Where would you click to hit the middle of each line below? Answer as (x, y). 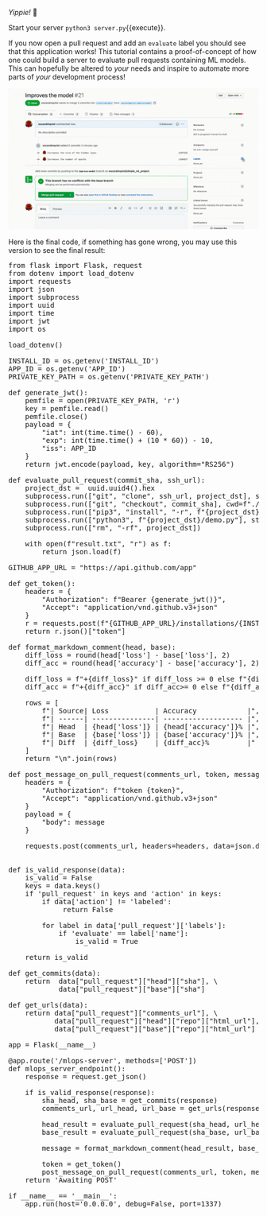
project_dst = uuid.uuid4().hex (90, 488)
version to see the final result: (57, 250)
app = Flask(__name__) (52, 1045)
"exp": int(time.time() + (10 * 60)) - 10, (128, 440)
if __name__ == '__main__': (63, 1196)
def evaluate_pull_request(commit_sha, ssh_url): (107, 480)
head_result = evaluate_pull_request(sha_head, (136, 1124)
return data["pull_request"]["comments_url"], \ (122, 1013)
